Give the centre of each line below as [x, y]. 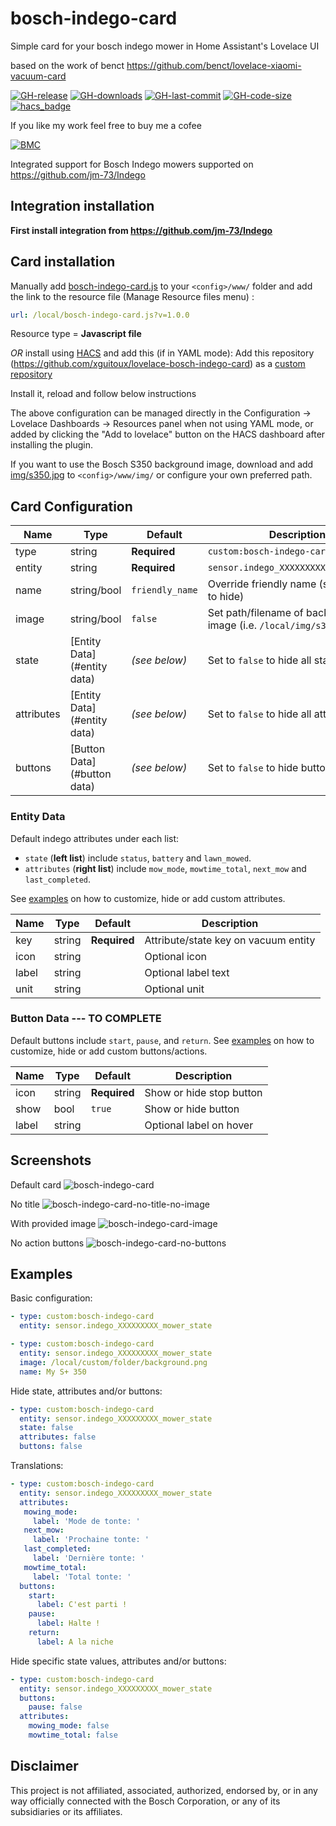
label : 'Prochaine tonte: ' [91, 1540]
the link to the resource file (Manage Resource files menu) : [132, 296]
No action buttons [47, 1243]
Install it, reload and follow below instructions [103, 394]
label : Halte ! [68, 1623]
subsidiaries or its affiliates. [66, 1811]
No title [25, 1204]
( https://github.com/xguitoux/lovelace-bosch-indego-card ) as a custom [158, 364]
